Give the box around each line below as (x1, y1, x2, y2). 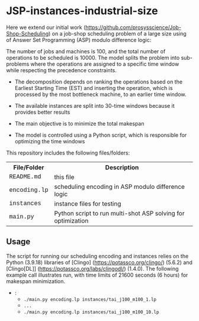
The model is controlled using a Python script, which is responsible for (14, 131, 187, 139)
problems (6, 60, 30, 68)
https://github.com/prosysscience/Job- (85, 24, 182, 31)
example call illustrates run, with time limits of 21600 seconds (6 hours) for (6, 271, 188, 278)
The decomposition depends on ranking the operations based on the (14, 78, 182, 85)
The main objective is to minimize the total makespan (14, 120, 145, 127)
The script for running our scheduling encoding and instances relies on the (6, 252, 189, 259)
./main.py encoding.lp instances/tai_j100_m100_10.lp (23, 309, 159, 315)
